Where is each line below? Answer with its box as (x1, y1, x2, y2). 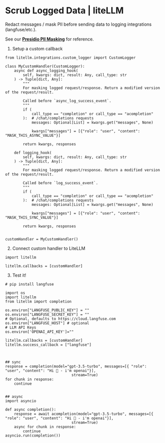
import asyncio (5, 398, 37, 403)
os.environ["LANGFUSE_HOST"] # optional (5, 321, 90, 325)
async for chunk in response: (14, 424, 77, 429)
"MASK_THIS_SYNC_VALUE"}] (5, 215, 58, 220)
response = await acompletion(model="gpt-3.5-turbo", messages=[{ (14, 411, 154, 416)
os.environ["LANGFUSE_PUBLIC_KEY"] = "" (5, 308, 90, 313)
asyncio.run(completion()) (5, 433, 61, 438)
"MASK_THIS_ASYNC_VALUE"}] (5, 133, 61, 138)
